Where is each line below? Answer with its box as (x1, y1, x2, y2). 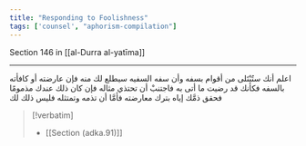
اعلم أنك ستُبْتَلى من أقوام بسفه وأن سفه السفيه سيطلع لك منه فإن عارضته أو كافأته (9, 73, 291, 83)
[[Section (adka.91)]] (45, 127, 123, 138)
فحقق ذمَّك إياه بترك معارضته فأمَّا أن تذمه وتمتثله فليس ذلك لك (9, 92, 223, 102)
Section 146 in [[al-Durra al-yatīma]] (9, 46, 146, 57)
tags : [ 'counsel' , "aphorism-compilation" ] (9, 22, 178, 31)
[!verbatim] (31, 110, 75, 121)
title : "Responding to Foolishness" (9, 13, 148, 23)
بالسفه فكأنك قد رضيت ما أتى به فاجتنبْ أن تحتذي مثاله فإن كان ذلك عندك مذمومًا (9, 83, 285, 93)
